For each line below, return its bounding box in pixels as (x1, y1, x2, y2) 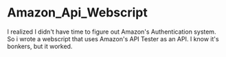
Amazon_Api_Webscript (7, 5, 148, 21)
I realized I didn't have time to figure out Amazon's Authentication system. (7, 27, 216, 36)
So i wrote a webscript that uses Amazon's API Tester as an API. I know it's (7, 34, 219, 43)
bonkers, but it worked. (7, 42, 73, 50)
